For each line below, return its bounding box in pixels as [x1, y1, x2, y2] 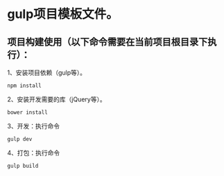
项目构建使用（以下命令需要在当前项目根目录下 [7, 36, 208, 48]
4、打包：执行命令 [7, 149, 60, 157]
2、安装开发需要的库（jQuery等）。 [7, 95, 106, 104]
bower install [7, 109, 49, 116]
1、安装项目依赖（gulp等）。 [7, 68, 87, 77]
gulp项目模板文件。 [7, 6, 119, 22]
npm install [7, 82, 42, 89]
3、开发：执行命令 [7, 122, 60, 130]
